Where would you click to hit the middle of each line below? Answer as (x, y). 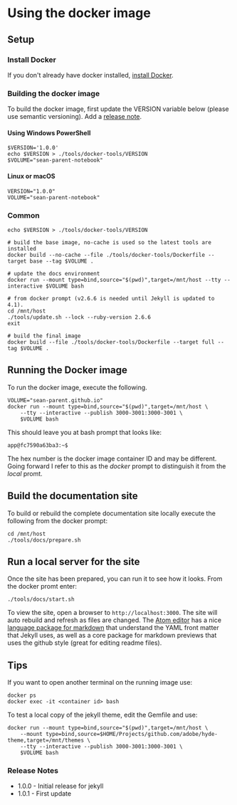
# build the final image (44, 336)
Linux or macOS (31, 176)
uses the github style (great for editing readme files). (85, 643)
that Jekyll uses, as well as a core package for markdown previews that (112, 636)
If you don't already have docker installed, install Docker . (91, 75)
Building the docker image (54, 93)
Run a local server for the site (74, 561)
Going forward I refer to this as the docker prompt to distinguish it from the (117, 466)
